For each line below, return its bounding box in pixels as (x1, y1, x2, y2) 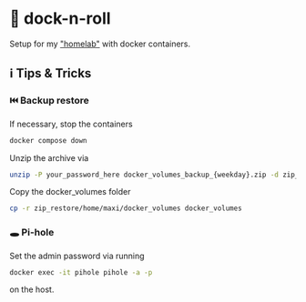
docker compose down (9, 136, 88, 145)
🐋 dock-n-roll (9, 8, 111, 29)
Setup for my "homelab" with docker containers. (9, 38, 191, 49)
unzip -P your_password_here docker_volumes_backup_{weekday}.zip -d (9, 170, 280, 179)
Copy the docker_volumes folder (9, 186, 131, 197)
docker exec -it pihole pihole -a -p (9, 267, 153, 277)
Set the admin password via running (9, 250, 145, 261)
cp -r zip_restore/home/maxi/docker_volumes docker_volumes (9, 204, 243, 213)
